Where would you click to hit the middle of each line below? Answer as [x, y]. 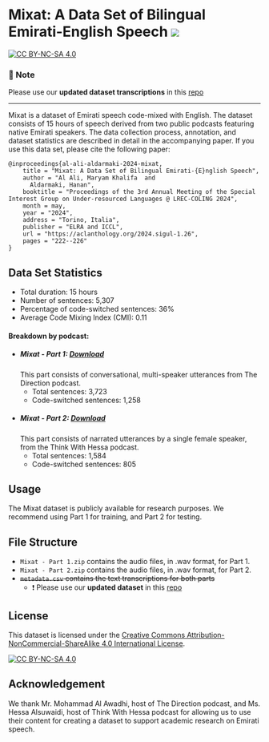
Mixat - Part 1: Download [62, 354]
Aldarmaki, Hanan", [62, 185]
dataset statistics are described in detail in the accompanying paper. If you [131, 141]
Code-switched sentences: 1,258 [86, 400]
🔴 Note [22, 75]
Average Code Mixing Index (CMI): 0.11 [83, 317]
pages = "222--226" [55, 241]
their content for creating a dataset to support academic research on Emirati [134, 720]
